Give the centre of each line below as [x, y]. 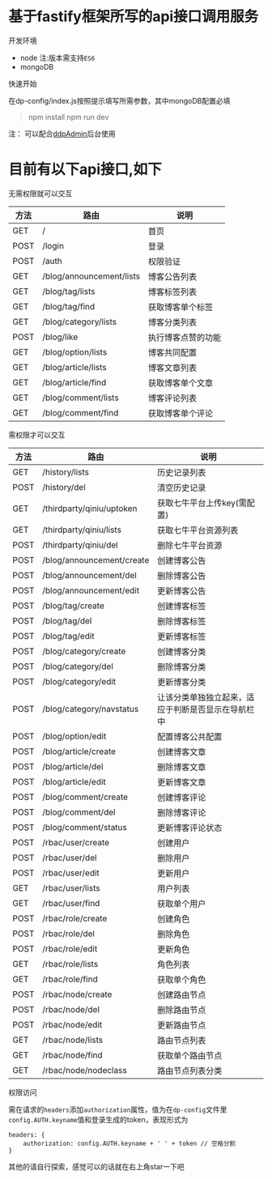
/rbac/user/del [69, 858]
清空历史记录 [182, 487]
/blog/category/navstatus [90, 709]
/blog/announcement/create [96, 560]
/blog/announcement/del [89, 575]
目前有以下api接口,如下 [85, 170]
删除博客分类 [182, 666]
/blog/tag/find [68, 306]
